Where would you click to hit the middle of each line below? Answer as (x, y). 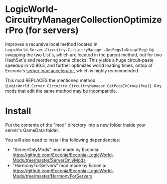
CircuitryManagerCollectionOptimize (83, 20)
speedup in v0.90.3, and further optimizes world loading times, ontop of (79, 65)
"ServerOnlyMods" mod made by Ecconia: (56, 149)
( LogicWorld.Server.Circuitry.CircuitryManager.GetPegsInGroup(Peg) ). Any (83, 85)
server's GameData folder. (32, 130)
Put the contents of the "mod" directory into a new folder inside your (76, 125)
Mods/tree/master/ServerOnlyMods (49, 160)
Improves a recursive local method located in (51, 44)
